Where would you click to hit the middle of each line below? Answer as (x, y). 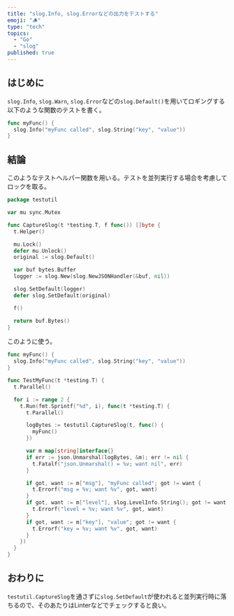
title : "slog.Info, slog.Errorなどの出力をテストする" (83, 14)
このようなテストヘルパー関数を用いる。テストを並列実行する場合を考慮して (117, 178)
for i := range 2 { (42, 400)
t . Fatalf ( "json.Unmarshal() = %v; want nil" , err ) (108, 464)
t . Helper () (29, 232)
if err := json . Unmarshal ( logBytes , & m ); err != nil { (107, 457)
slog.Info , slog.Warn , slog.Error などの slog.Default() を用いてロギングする (116, 101)
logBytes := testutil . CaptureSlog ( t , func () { (95, 425)
